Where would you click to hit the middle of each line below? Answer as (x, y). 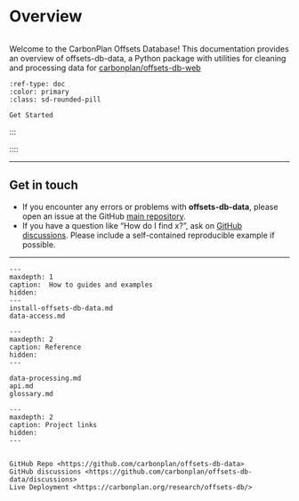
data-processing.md (45, 378)
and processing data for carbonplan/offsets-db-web (105, 68)
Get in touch (44, 186)
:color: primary (39, 92)
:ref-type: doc (37, 84)
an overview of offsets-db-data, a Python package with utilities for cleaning (148, 58)
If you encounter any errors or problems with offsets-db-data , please (150, 206)
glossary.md (31, 393)
